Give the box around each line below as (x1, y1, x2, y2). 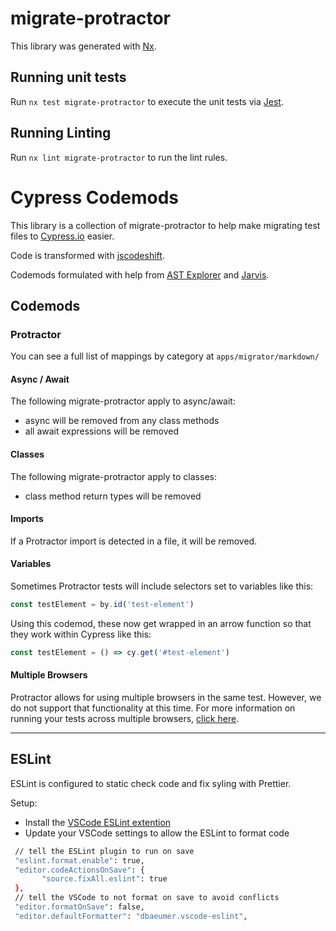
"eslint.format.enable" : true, (14, 855, 145, 866)
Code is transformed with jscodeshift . (10, 249, 165, 261)
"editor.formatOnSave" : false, (14, 902, 145, 912)
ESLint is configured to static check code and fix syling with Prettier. (10, 777, 292, 789)
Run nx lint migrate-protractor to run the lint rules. (10, 151, 228, 163)
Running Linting (10, 125, 112, 142)
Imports (10, 513, 44, 525)
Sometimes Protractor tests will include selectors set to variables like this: (10, 580, 314, 592)
